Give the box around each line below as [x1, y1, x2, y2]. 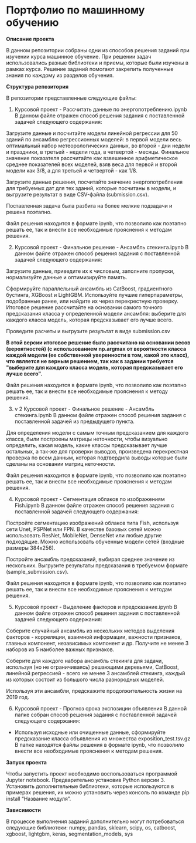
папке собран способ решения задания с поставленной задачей [14, 711, 177, 718]
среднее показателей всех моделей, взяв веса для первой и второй [6, 161, 177, 168]
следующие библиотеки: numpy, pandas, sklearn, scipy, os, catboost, [6, 824, 177, 831]
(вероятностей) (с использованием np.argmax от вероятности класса [6, 345, 187, 352]
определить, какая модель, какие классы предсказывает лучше [6, 441, 167, 449]
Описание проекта [6, 35, 54, 42]
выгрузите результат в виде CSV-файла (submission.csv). [6, 191, 149, 198]
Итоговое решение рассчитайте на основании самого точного [6, 303, 163, 311]
